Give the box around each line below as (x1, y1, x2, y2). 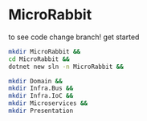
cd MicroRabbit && (8, 54, 70, 63)
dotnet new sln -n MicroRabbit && (8, 63, 125, 71)
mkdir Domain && (8, 77, 63, 85)
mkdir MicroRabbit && (8, 47, 81, 55)
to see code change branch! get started (8, 32, 140, 42)
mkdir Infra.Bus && (8, 84, 74, 93)
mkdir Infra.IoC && (8, 92, 74, 100)
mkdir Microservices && (8, 99, 88, 107)
